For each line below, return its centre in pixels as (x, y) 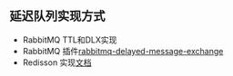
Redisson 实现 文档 (57, 62)
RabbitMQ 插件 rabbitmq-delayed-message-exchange (123, 51)
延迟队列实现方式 (57, 16)
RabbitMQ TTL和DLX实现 (70, 40)
